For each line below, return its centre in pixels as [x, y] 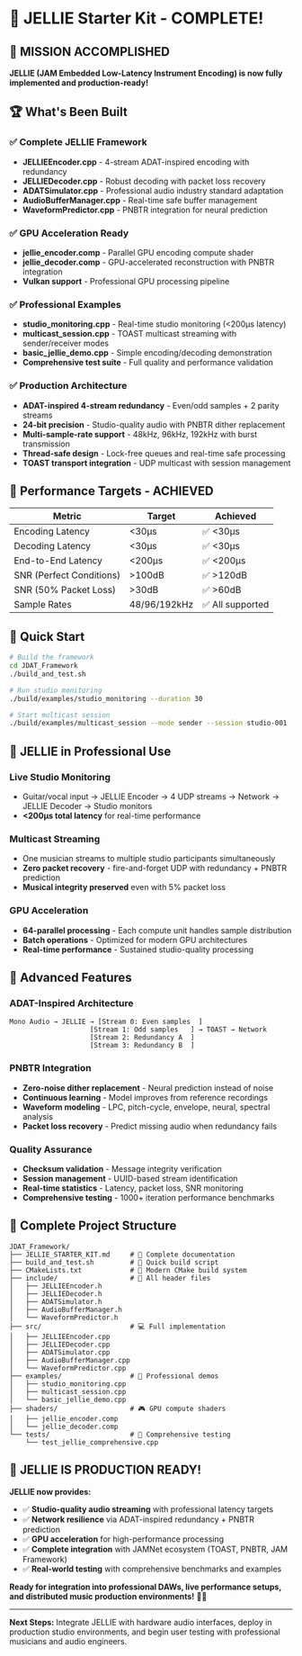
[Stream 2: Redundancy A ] [142, 1038]
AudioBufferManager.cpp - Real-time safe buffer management [140, 200]
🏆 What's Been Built [68, 112]
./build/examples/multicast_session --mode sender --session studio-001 [148, 724]
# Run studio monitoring [56, 690]
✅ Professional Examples [65, 304]
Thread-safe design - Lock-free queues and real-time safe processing [154, 453]
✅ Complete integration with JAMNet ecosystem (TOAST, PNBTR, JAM [155, 1549]
